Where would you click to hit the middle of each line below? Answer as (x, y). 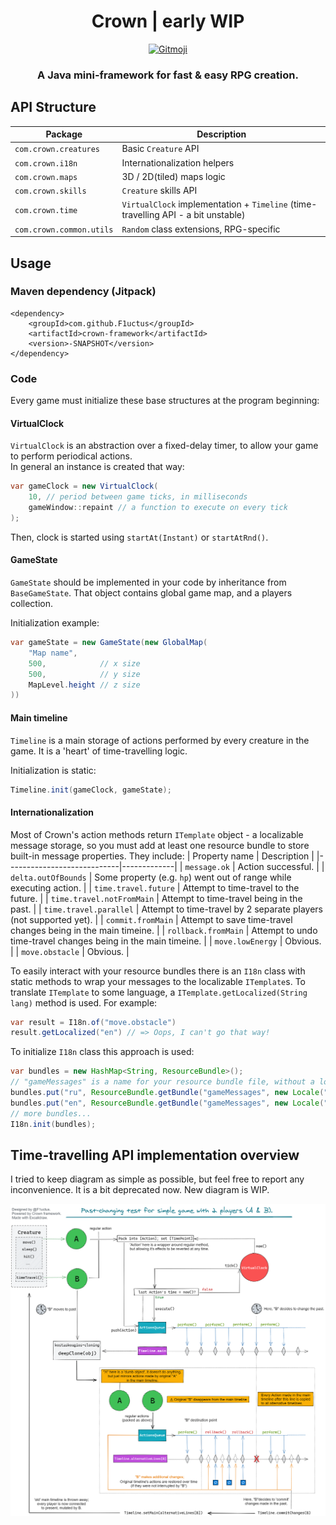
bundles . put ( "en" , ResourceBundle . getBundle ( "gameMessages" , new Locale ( (167, 1103)
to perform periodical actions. (71, 456)
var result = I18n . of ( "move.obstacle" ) (93, 1022)
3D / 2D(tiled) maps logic (173, 176)
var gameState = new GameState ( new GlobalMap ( (109, 643)
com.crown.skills (50, 191)
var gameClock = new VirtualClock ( (84, 486)
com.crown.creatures (57, 150)
